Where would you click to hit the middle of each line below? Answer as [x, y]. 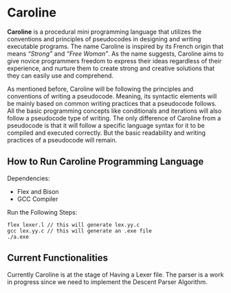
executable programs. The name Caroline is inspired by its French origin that [115, 46]
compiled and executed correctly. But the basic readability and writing [107, 133]
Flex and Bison [38, 191]
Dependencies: [29, 178]
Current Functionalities [58, 258]
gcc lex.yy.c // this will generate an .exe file [80, 231]
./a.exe [18, 237]
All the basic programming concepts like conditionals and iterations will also [114, 111]
